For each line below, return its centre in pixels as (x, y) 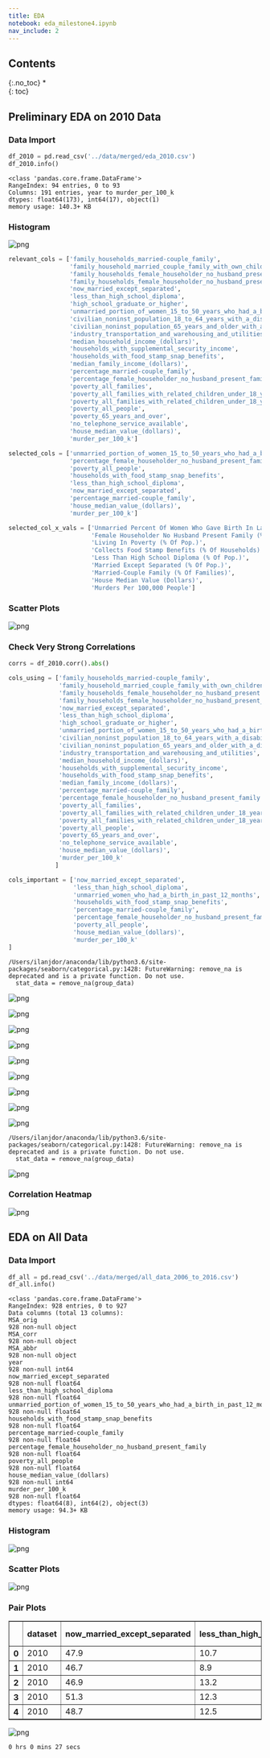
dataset (42, 1634)
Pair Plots (27, 1607)
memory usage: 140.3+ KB (50, 206)
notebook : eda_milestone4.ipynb (62, 23)
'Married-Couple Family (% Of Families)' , (163, 573)
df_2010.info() (34, 164)
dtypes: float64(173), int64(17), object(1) (84, 199)
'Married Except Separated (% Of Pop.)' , (161, 566)
